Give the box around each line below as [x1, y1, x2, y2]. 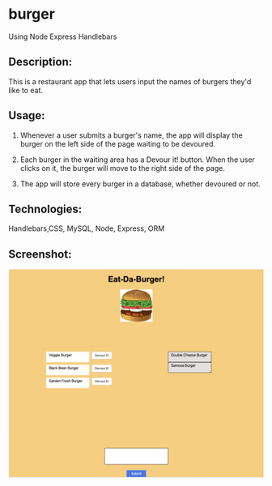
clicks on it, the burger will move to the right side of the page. [19, 163, 225, 173]
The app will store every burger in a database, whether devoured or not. [19, 179, 261, 189]
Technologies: [8, 202, 83, 215]
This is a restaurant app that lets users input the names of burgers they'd [8, 76, 252, 86]
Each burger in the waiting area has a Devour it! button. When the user [19, 155, 255, 164]
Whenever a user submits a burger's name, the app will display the [19, 130, 243, 140]
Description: [8, 55, 73, 69]
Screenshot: [8, 247, 72, 261]
